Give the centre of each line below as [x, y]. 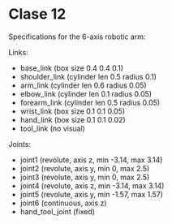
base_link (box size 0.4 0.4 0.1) [72, 68]
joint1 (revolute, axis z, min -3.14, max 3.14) [91, 160]
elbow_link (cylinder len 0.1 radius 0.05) [86, 93]
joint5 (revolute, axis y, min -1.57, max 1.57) [92, 194]
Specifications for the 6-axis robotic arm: [77, 37]
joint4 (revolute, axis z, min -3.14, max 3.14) [92, 185]
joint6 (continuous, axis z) [63, 203]
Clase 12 [37, 14]
